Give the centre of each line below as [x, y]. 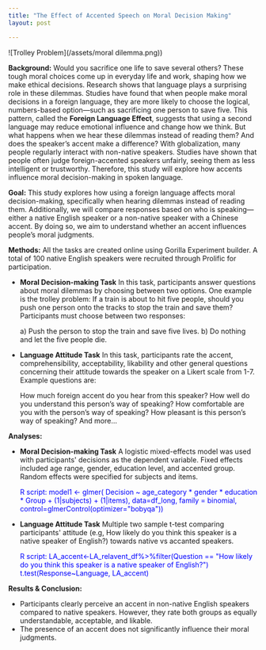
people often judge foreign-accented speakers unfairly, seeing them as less [132, 160]
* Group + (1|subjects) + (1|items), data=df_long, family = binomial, [128, 500]
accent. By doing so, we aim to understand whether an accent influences [127, 226]
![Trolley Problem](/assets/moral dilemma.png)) [85, 52]
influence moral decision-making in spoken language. [96, 177]
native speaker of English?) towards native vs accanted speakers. [127, 541]
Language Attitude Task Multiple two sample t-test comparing [122, 524]
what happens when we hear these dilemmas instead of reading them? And [131, 135]
